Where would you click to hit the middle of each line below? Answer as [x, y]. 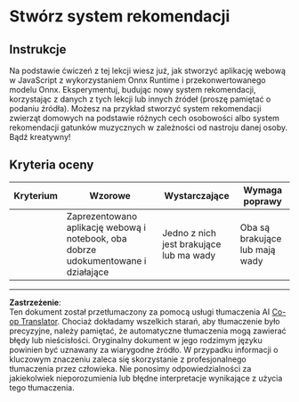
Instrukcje [38, 49]
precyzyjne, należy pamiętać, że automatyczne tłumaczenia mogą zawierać [148, 331]
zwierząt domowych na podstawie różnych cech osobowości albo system [145, 118]
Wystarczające [197, 195]
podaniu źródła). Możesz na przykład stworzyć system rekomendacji [135, 108]
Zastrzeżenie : [35, 302]
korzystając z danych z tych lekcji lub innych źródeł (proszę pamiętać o [140, 99]
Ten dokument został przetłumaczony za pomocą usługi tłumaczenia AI [140, 312]
